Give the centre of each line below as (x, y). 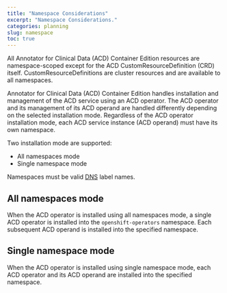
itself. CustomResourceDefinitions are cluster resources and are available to (114, 73)
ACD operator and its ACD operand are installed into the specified (100, 275)
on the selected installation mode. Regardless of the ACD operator (100, 115)
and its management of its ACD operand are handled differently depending (112, 108)
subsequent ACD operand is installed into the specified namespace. (103, 229)
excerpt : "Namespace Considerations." (62, 20)
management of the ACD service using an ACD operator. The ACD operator (113, 101)
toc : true (21, 39)
